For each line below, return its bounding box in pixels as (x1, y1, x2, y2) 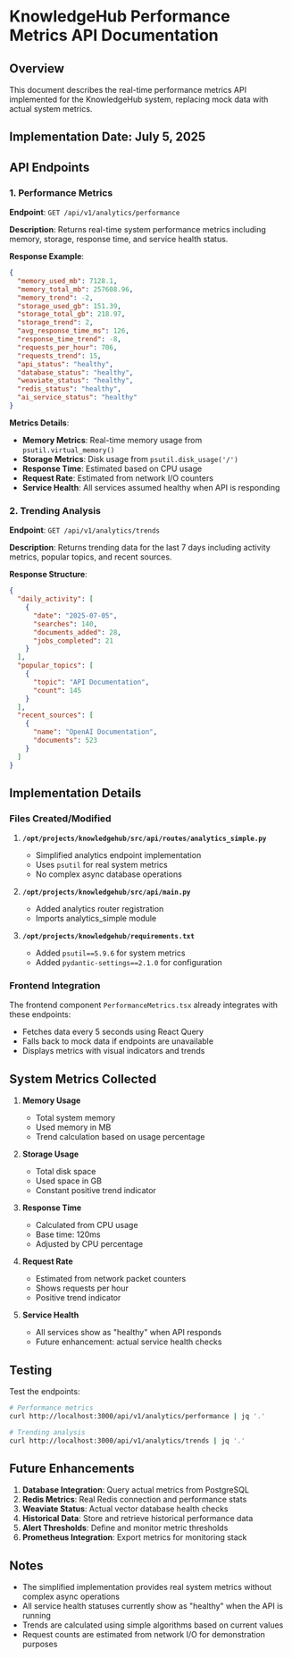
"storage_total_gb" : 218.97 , (17, 310, 126, 319)
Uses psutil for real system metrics (35, 860, 168, 871)
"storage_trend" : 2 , (17, 318, 94, 327)
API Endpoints (9, 159, 90, 175)
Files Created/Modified (9, 812, 112, 824)
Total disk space (35, 1166, 96, 1177)
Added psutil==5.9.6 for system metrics (35, 947, 186, 958)
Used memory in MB (35, 1122, 112, 1132)
